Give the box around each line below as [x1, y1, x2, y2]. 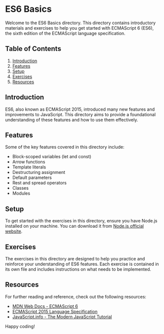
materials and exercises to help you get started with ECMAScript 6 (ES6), [5, 25, 154, 31]
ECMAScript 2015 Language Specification [12, 308, 98, 314]
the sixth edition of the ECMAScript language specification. [5, 30, 126, 36]
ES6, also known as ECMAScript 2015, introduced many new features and [5, 106, 155, 112]
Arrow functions [12, 159, 45, 165]
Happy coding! [5, 323, 36, 329]
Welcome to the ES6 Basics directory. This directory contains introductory [5, 20, 156, 26]
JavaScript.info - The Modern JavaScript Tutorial [12, 314, 112, 320]
